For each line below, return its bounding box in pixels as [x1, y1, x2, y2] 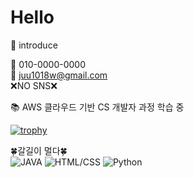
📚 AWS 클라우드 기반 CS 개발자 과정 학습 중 [10, 101, 185, 113]
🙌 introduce [10, 39, 58, 51]
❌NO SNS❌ [10, 79, 58, 91]
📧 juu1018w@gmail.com [10, 69, 108, 81]
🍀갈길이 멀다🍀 [10, 144, 68, 156]
